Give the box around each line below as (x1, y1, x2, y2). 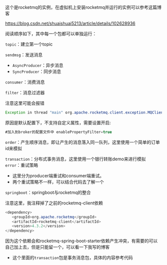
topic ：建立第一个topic (5, 41, 53, 47)
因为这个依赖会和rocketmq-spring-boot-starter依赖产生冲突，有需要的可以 (5, 238, 158, 244)
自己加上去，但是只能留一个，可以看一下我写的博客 (5, 244, 110, 250)
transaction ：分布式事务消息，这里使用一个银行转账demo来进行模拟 (5, 156, 146, 162)
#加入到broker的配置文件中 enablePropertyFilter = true (5, 130, 112, 134)
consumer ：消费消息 (5, 79, 45, 85)
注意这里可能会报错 (5, 100, 45, 106)
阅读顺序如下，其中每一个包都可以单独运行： (5, 31, 97, 36)
